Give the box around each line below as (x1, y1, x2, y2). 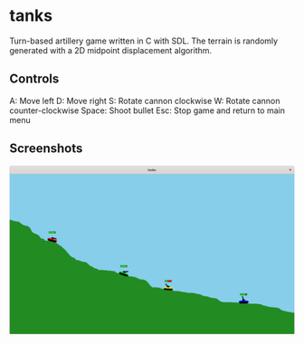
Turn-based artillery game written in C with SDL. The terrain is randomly (9, 35, 279, 46)
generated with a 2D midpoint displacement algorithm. (9, 44, 213, 55)
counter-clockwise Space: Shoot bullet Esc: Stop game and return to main (9, 105, 285, 116)
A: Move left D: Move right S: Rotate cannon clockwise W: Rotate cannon (9, 95, 280, 106)
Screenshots (9, 141, 83, 157)
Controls (9, 72, 60, 87)
